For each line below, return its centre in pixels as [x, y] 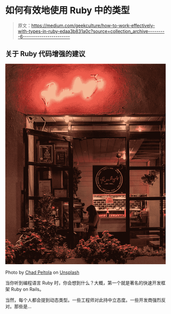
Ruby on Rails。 [27, 289]
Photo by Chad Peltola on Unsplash [42, 272]
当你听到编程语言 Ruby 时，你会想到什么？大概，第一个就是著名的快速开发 [83, 282]
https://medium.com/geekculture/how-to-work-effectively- [93, 25]
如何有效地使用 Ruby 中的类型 [68, 10]
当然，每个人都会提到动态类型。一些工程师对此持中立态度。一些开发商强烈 [83, 300]
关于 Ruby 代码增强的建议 [45, 54]
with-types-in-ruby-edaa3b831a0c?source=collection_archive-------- [91, 31]
